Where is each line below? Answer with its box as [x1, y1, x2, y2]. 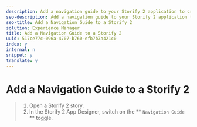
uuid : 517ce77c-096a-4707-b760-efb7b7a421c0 [6, 36, 117, 42]
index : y [6, 42, 28, 47]
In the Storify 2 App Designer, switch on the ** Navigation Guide [29, 108, 185, 115]
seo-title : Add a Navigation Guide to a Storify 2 [6, 19, 133, 25]
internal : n [6, 47, 35, 53]
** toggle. [29, 115, 53, 122]
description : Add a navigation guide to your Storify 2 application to [6, 8, 185, 15]
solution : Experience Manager [6, 25, 80, 31]
